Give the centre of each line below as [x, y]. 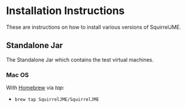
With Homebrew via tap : [35, 88]
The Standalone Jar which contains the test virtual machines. [80, 59]
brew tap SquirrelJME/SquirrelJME [57, 100]
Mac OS [18, 75]
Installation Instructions [65, 11]
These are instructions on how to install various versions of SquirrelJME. [94, 27]
